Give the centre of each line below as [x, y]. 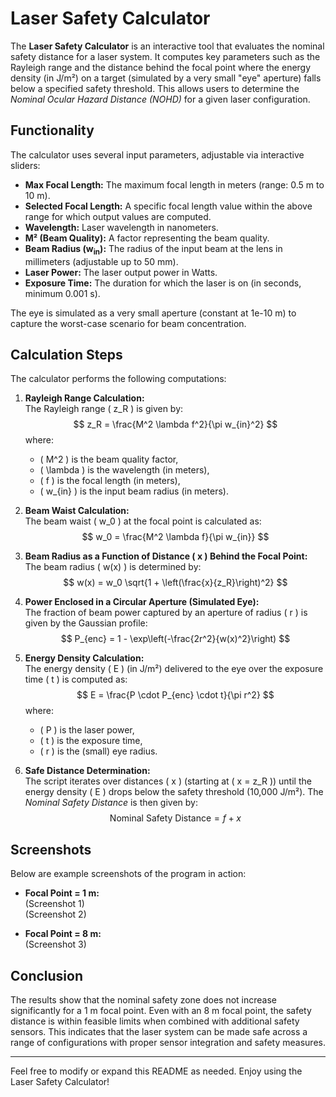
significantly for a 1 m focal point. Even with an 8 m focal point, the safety [161, 1010]
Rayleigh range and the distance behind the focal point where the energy [161, 67]
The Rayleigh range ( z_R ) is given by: [104, 409]
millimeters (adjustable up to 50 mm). [101, 261]
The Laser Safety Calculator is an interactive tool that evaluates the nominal [167, 46]
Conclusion [47, 975]
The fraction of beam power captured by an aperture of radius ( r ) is [166, 613]
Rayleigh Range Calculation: [84, 398]
